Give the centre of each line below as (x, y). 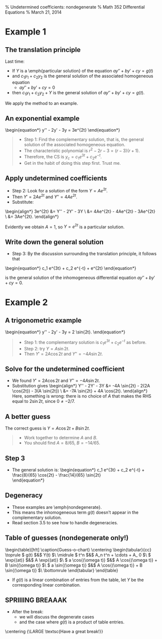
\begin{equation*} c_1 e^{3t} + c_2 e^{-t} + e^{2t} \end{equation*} (71, 268)
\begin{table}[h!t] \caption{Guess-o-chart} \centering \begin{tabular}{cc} (78, 550)
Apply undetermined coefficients (56, 178)
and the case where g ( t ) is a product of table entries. (72, 622)
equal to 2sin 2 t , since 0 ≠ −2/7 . (43, 401)
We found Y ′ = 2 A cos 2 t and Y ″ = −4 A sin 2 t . (56, 380)
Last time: (15, 61)
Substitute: (23, 202)
